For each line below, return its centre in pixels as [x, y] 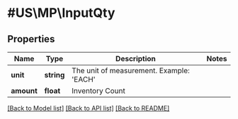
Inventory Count [98, 91]
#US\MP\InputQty [61, 13]
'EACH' [84, 79]
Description [136, 59]
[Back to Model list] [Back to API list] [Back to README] [89, 108]
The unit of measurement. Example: [131, 70]
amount [24, 91]
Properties [31, 39]
